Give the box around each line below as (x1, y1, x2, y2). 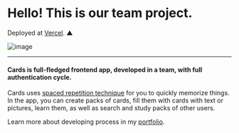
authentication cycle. (7, 73, 72, 81)
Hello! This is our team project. (7, 5, 193, 21)
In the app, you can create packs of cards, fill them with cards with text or (7, 96, 224, 105)
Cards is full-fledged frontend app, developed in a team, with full (7, 65, 203, 74)
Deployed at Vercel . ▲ (7, 28, 73, 37)
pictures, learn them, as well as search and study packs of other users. (7, 104, 216, 112)
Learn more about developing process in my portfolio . (7, 117, 165, 126)
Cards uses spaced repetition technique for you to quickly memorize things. (7, 89, 230, 97)
